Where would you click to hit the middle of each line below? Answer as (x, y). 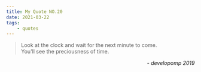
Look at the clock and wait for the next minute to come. (89, 45)
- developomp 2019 (171, 63)
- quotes (28, 28)
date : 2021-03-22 (28, 17)
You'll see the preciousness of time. (65, 52)
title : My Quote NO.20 (34, 12)
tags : (13, 23)
